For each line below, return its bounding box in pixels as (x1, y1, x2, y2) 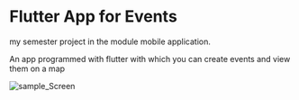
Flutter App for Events (9, 6, 177, 27)
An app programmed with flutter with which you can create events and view (9, 53, 291, 64)
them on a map (9, 63, 66, 74)
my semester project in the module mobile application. (9, 36, 212, 47)
